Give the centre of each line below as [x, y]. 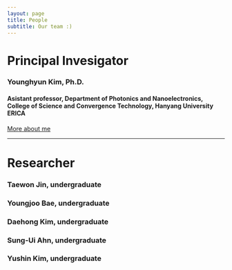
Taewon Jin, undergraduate [55, 184]
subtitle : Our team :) [40, 26]
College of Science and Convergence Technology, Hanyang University [110, 106]
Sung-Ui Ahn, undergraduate [57, 240]
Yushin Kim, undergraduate [54, 258]
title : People [28, 20]
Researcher [41, 163]
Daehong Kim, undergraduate [58, 222]
